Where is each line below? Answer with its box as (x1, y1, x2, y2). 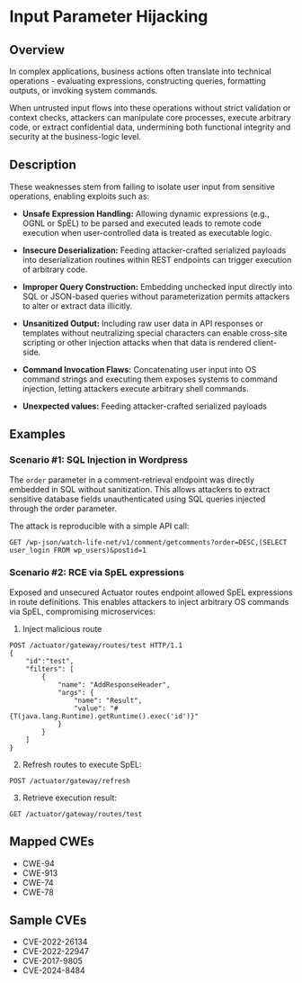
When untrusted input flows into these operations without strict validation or (9, 103, 291, 113)
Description (9, 158, 76, 173)
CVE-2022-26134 (22, 936, 88, 947)
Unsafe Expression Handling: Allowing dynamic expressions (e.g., (22, 208, 270, 219)
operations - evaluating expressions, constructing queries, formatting (9, 76, 267, 86)
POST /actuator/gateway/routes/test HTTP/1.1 (9, 641, 182, 650)
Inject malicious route (22, 623, 102, 634)
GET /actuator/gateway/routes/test (9, 809, 143, 818)
